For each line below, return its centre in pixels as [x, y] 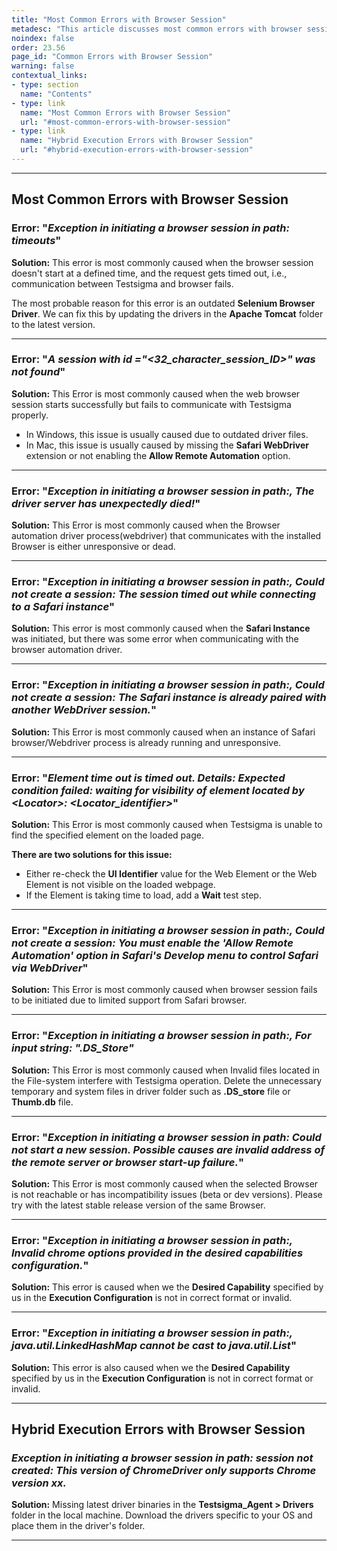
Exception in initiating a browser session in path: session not [162, 1458]
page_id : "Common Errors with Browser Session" [112, 57]
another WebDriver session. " [84, 710]
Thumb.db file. [42, 1102]
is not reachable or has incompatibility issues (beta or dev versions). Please [167, 1194]
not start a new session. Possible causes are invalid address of [168, 1149]
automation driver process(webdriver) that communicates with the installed [166, 536]
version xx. [39, 1483]
